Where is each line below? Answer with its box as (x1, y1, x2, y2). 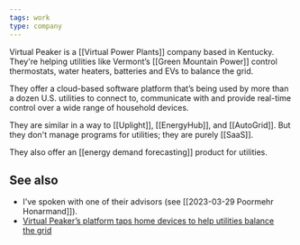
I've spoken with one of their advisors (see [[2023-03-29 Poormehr (22, 196, 274, 207)
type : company (9, 22, 63, 31)
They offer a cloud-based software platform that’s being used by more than (9, 83, 289, 94)
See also (9, 172, 59, 187)
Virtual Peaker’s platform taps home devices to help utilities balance (22, 215, 275, 226)
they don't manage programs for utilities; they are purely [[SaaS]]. (9, 129, 254, 140)
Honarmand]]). (22, 206, 78, 217)
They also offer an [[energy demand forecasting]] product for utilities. (9, 146, 268, 158)
